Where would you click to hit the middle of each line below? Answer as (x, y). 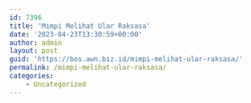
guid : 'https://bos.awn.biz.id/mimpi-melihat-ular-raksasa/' (126, 59)
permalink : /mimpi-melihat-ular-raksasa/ (88, 68)
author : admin (36, 43)
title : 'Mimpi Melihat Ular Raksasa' (80, 26)
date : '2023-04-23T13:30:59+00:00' (76, 34)
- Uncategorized (56, 84)
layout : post (34, 51)
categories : (31, 76)
